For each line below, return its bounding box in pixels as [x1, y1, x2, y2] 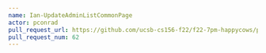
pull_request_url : [8, 26, 69, 34]
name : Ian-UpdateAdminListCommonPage [8, 11, 133, 19]
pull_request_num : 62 [8, 33, 80, 41]
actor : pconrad [8, 19, 59, 26]
